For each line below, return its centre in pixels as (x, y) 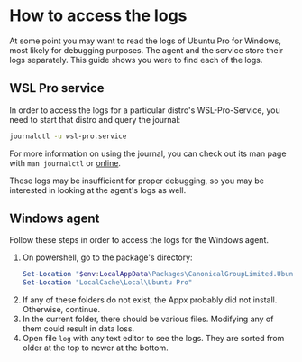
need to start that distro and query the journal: (95, 119)
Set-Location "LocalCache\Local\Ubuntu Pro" (107, 283)
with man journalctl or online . (65, 162)
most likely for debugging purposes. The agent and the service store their (146, 50)
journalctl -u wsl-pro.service (68, 136)
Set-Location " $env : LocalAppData (85, 274)
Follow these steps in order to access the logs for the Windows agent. (139, 240)
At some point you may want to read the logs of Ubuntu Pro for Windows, (145, 41)
